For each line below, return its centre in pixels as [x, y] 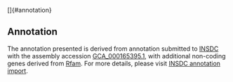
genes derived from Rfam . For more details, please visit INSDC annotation [114, 63]
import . [18, 71]
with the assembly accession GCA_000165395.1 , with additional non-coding [116, 56]
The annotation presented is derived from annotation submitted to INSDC [113, 49]
